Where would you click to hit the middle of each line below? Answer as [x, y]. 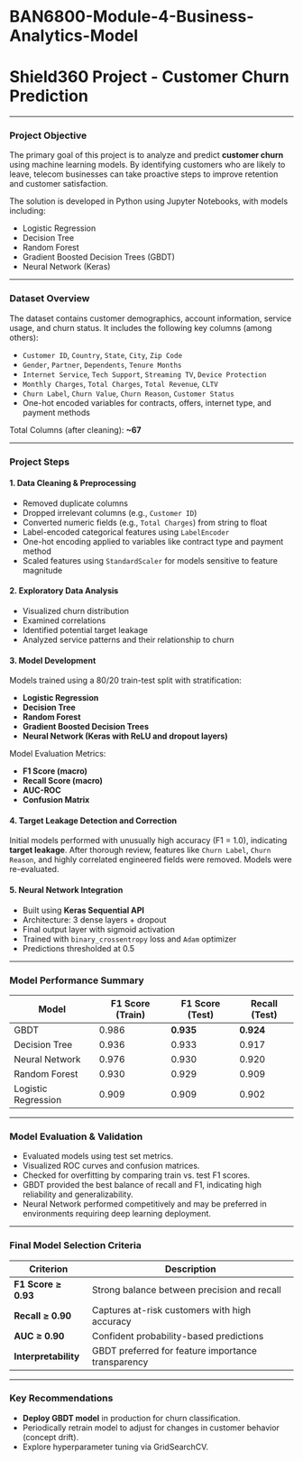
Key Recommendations [61, 1398]
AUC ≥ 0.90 [39, 1336]
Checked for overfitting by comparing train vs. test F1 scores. [136, 1175]
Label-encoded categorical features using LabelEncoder [126, 532]
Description [191, 1269]
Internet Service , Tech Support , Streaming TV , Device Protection [144, 374]
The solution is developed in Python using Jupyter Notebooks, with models [149, 201]
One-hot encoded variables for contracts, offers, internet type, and [147, 402]
